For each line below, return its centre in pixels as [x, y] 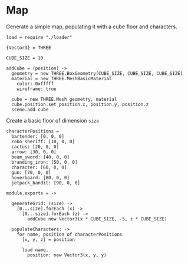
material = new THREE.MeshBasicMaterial [62, 78]
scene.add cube [30, 110]
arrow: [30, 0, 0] [34, 152]
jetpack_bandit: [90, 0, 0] [46, 183]
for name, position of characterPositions [70, 234]
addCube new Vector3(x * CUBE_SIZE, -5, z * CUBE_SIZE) [97, 219]
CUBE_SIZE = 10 [25, 58]
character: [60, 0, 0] [39, 167]
